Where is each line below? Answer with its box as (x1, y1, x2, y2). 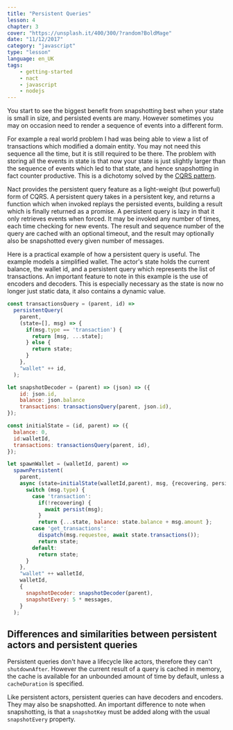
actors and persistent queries (7, 639, 138, 651)
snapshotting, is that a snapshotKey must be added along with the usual (7, 708, 210, 716)
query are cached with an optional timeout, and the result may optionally (7, 230, 214, 238)
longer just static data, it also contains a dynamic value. (7, 287, 166, 296)
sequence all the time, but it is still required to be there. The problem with (7, 150, 216, 158)
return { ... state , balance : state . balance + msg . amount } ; (37, 518, 213, 526)
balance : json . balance (19, 397, 85, 404)
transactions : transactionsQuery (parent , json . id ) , (19, 403, 172, 410)
